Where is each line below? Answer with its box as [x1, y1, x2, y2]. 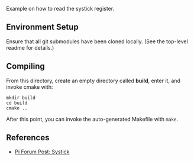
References [6, 133, 50, 143]
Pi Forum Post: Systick [14, 148, 70, 156]
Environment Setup [6, 22, 79, 32]
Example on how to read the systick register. [6, 5, 114, 12]
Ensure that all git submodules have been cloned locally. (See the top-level [6, 38, 188, 45]
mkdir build [6, 95, 35, 101]
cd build [6, 100, 28, 106]
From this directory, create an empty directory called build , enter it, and [6, 77, 180, 84]
